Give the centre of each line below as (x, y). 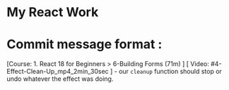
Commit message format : (84, 45)
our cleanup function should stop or (170, 72)
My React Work (53, 12)
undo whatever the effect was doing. (60, 79)
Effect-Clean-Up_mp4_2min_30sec (58, 72)
